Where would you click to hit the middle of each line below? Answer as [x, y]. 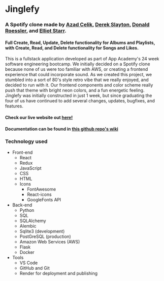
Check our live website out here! [39, 117]
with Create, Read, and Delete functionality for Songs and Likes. [72, 47]
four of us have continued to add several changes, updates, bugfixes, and [80, 101]
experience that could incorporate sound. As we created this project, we [79, 75]
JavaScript [31, 168]
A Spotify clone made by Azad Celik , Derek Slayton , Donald [77, 25]
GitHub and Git [35, 268]
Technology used [26, 141]
